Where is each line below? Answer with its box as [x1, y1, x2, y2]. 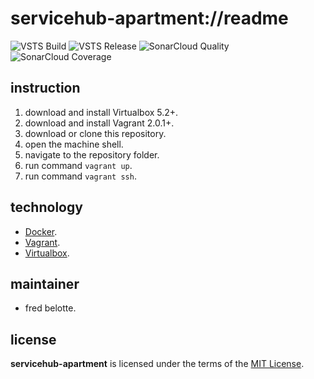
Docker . [24, 225, 58, 237]
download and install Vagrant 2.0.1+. [24, 117, 175, 129]
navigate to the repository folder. [24, 148, 160, 161]
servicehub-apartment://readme [10, 7, 289, 30]
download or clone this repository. [24, 127, 167, 139]
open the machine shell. [24, 138, 124, 150]
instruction [10, 80, 81, 97]
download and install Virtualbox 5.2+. [24, 106, 179, 118]
